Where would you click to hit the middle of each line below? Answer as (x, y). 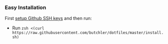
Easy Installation (25, 7)
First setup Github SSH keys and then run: (48, 18)
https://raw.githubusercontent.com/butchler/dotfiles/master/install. (88, 33)
